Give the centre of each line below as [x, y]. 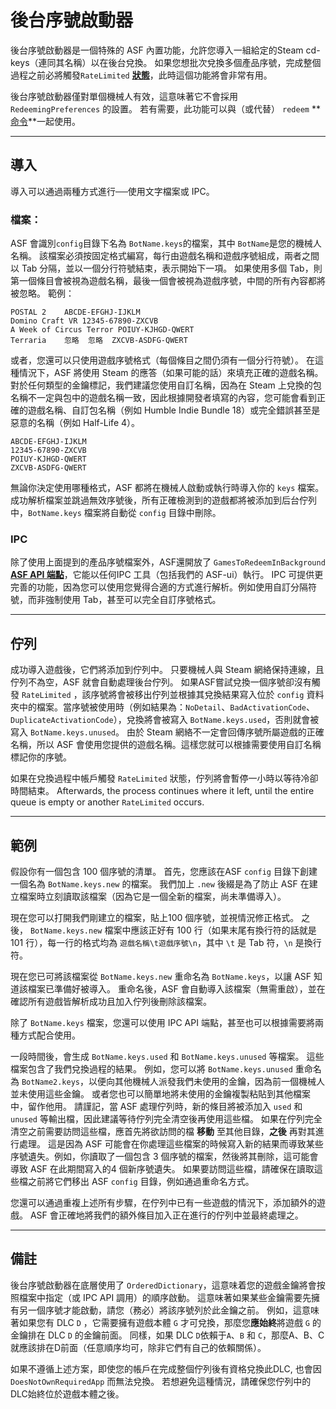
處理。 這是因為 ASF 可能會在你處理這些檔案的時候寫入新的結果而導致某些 [171, 1143]
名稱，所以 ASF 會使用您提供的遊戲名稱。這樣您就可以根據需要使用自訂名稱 [166, 745]
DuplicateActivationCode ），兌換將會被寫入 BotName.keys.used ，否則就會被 [165, 720]
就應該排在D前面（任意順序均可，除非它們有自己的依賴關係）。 [138, 1347]
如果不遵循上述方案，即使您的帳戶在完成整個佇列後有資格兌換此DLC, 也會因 [166, 1368]
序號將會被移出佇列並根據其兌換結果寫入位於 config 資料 [207, 695]
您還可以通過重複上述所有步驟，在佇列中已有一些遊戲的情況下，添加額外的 [163, 1202]
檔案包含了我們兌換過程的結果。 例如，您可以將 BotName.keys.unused [151, 1068]
